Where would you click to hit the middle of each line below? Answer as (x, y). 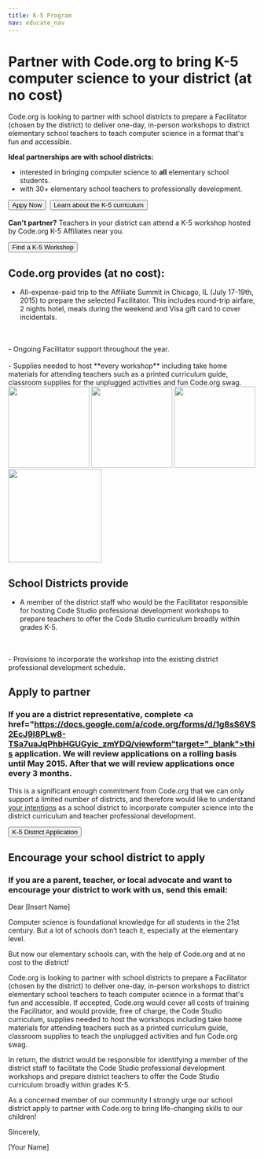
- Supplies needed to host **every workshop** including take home (118, 366)
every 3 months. (40, 774)
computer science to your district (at (130, 78)
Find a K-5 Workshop (43, 247)
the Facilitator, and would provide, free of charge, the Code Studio (115, 1011)
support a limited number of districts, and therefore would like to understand (132, 799)
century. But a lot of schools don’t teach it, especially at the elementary (123, 931)
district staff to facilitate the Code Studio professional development (117, 1068)
